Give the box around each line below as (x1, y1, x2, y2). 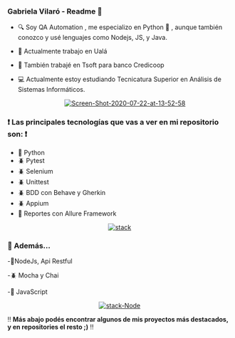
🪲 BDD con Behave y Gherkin (17, 188, 106, 196)
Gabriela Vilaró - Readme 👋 (7, 6, 103, 16)
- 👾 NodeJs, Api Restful (7, 256, 73, 265)
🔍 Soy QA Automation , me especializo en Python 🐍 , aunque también (17, 23, 223, 31)
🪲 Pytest (17, 156, 45, 164)
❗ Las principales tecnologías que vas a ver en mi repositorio (7, 117, 219, 127)
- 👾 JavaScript (7, 287, 48, 296)
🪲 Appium (17, 199, 49, 207)
